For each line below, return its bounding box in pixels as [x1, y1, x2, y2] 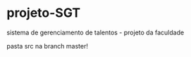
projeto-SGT [6, 5, 81, 21]
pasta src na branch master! [6, 42, 89, 50]
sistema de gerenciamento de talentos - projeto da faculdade [6, 28, 185, 37]
